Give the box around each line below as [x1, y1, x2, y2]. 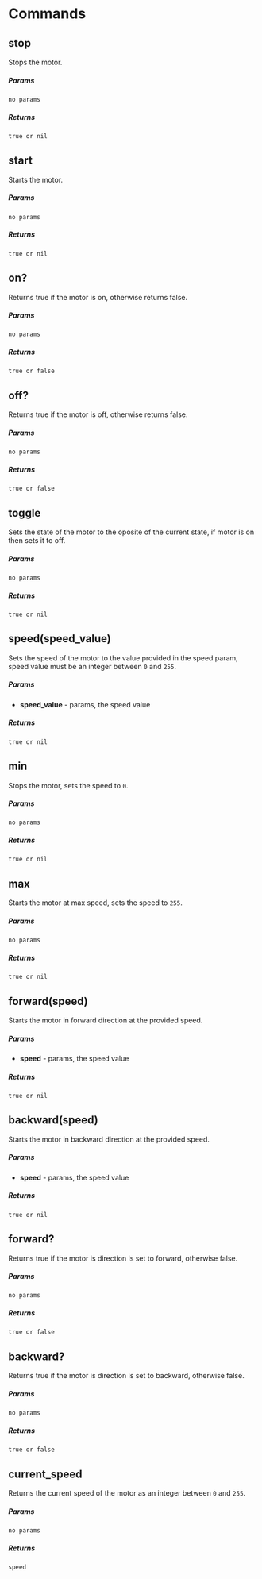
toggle [8, 506, 41, 520]
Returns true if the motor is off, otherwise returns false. [8, 410, 188, 419]
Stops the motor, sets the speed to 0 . [8, 780, 129, 790]
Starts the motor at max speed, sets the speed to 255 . [8, 898, 183, 907]
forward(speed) [8, 994, 89, 1008]
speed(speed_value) [8, 632, 111, 645]
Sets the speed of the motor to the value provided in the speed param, [8, 653, 238, 663]
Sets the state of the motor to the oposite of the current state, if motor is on [8, 527, 255, 537]
